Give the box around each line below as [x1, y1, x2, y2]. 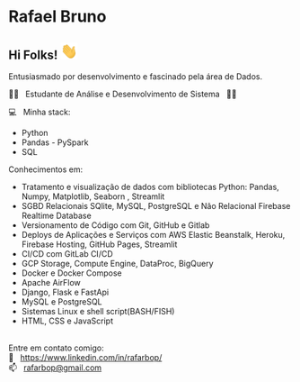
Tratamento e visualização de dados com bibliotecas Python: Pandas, [21, 182, 279, 193]
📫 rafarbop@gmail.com [8, 362, 102, 373]
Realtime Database [21, 210, 92, 222]
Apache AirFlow [21, 277, 82, 288]
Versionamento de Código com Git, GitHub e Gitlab [21, 220, 210, 231]
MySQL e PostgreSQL [21, 296, 102, 307]
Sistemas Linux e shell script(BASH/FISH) [21, 306, 175, 317]
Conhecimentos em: [8, 164, 84, 175]
